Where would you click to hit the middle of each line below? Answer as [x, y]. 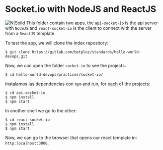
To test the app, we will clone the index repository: [57, 43]
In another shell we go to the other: [41, 110]
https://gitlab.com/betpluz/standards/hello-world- [86, 52]
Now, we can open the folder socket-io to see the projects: [66, 65]
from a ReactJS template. [31, 33]
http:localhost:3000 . [27, 143]
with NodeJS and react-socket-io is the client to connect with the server [78, 28]
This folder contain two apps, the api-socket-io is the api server [92, 23]
